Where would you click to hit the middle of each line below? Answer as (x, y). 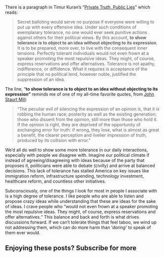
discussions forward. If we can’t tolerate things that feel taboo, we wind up (81, 222)
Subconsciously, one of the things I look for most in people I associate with (81, 191)
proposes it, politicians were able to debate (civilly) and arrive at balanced (80, 165)
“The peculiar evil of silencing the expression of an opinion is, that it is (88, 109)
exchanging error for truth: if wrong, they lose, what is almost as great (88, 130)
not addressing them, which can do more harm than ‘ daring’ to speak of (78, 227)
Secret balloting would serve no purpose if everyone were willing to (86, 22)
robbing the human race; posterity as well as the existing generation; (87, 114)
